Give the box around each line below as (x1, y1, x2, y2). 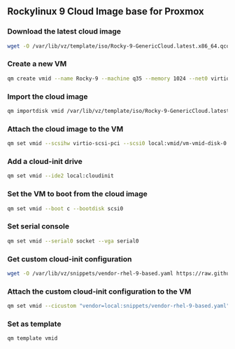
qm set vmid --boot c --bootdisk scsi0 (7, 205, 124, 212)
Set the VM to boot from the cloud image (7, 189, 148, 199)
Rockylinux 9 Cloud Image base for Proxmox (7, 6, 204, 18)
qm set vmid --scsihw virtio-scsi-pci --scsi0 (7, 140, 145, 147)
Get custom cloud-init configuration (7, 254, 132, 264)
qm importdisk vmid (7, 108, 64, 115)
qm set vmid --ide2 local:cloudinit (7, 172, 114, 179)
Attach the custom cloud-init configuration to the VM (7, 287, 192, 296)
